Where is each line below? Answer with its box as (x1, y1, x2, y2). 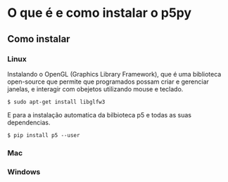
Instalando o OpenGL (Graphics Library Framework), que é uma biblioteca (7, 70, 222, 78)
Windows (7, 167, 41, 176)
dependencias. (7, 118, 51, 126)
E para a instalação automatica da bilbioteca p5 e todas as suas (7, 110, 192, 119)
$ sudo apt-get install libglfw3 (7, 98, 106, 105)
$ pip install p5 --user (7, 131, 80, 138)
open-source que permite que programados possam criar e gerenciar (7, 77, 210, 86)
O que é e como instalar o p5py (7, 5, 192, 21)
